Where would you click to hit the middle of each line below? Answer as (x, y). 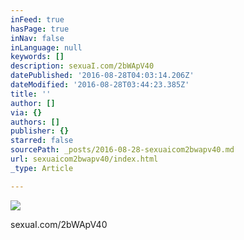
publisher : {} (40, 131)
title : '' (31, 94)
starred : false (42, 141)
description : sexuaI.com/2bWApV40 (82, 66)
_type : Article (42, 168)
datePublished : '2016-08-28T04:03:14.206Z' (102, 76)
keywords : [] (37, 57)
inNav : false (37, 38)
